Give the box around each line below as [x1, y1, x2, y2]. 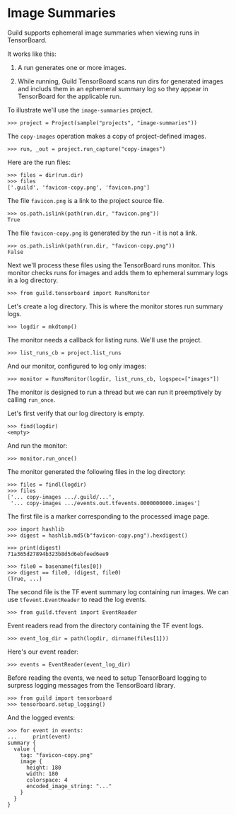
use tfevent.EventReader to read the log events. [7, 595, 147, 603]
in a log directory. [7, 276, 59, 284]
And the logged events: [7, 713, 76, 722]
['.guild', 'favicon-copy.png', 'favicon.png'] [7, 184, 151, 191]
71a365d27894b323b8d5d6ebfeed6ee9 [7, 550, 110, 557]
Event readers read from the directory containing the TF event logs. [7, 621, 203, 630]
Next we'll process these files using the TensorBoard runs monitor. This [7, 260, 216, 270]
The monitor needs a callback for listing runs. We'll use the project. [7, 335, 203, 344]
